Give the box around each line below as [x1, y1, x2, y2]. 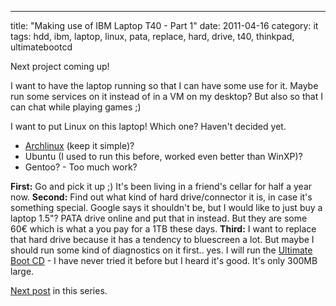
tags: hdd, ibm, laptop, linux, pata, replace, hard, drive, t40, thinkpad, [10, 31, 295, 42]
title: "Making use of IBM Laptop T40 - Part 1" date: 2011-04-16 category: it [10, 20, 319, 31]
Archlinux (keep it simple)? [24, 140, 135, 151]
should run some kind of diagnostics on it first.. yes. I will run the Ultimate [10, 244, 313, 256]
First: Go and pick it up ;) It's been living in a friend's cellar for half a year [10, 181, 313, 192]
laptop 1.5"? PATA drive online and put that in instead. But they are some [10, 212, 308, 224]
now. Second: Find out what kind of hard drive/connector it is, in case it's [10, 191, 313, 203]
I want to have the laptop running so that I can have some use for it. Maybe [10, 80, 319, 91]
